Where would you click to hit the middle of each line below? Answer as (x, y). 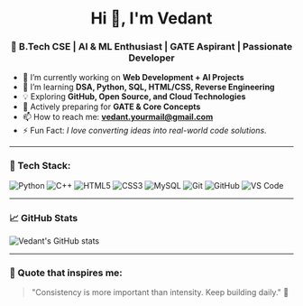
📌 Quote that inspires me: (66, 273)
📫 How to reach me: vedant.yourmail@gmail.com (118, 117)
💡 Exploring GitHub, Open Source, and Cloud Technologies (134, 97)
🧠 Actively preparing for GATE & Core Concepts (111, 107)
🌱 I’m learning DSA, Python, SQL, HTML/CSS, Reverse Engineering (148, 87)
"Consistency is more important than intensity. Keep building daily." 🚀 (160, 292)
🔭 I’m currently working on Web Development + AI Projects (133, 78)
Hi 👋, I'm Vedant (151, 19)
